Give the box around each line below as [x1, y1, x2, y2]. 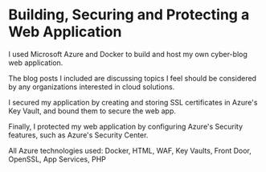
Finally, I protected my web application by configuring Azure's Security [8, 121, 243, 131]
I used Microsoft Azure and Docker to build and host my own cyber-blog [8, 49, 248, 59]
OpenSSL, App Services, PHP [8, 154, 107, 164]
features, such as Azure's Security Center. [8, 130, 149, 140]
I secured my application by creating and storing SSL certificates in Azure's [8, 97, 258, 107]
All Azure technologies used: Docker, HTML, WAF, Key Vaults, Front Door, [8, 145, 252, 155]
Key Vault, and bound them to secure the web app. [8, 106, 177, 116]
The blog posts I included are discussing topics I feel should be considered [8, 73, 257, 83]
